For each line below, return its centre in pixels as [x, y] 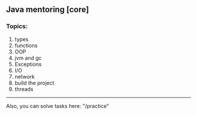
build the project [34, 83]
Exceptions [28, 64]
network [25, 76]
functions [26, 45]
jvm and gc [28, 58]
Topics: [17, 26]
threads [24, 89]
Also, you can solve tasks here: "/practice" [58, 106]
